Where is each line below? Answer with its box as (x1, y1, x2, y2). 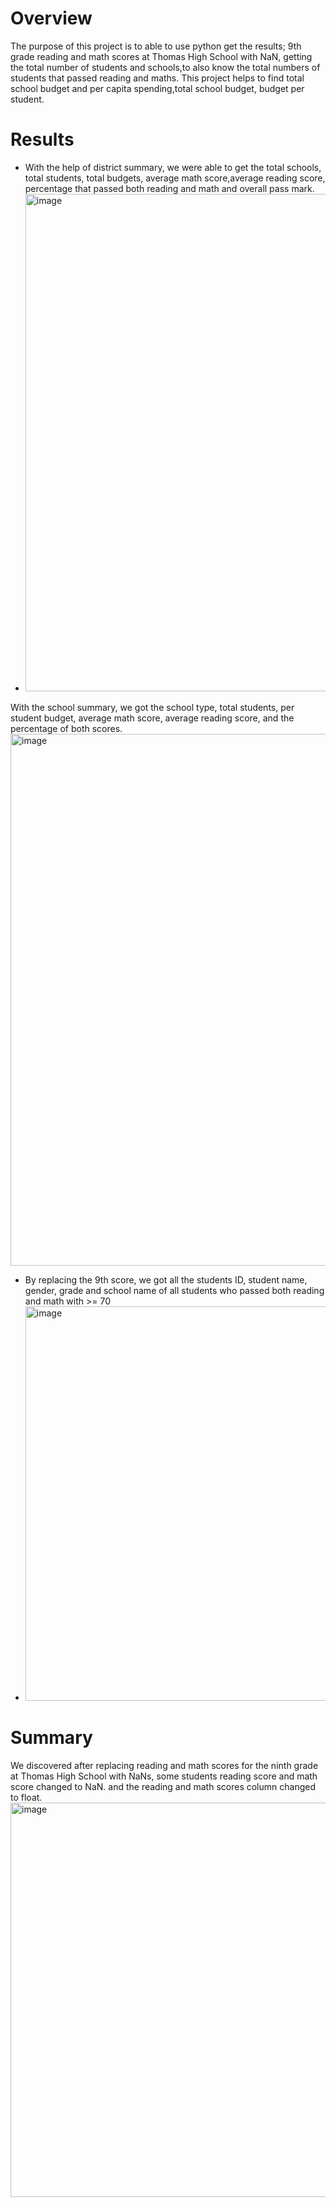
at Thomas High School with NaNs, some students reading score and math (10, 1770, 318, 1782)
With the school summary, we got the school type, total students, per (10, 701, 295, 713)
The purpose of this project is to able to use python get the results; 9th (10, 40, 302, 52)
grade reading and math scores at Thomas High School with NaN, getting (10, 50, 313, 62)
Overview (10, 7, 93, 30)
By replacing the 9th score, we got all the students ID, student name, (24, 1273, 308, 1286)
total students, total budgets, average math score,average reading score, (24, 172, 326, 184)
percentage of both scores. (10, 722, 123, 734)
